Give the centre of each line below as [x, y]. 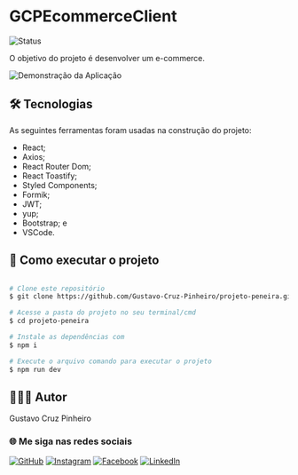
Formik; [36, 194]
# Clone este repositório [57, 289]
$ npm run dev [35, 369]
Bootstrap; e [45, 223]
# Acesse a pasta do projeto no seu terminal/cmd [103, 313]
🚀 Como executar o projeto [84, 261]
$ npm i [24, 345]
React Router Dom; [56, 166]
